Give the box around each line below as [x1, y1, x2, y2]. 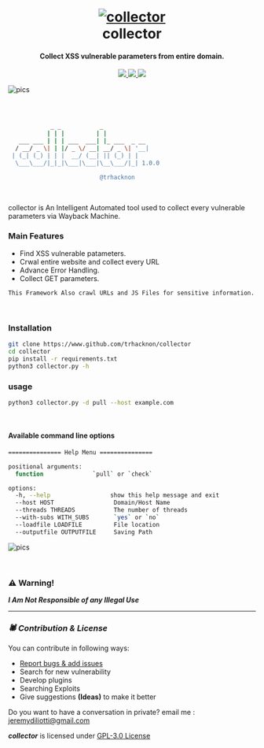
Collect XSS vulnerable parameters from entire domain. [39, 51, 225, 61]
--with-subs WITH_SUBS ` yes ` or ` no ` [15, 513, 159, 522]
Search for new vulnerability [19, 667, 112, 676]
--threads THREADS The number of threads [15, 506, 189, 514]
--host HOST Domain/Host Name [15, 499, 170, 507]
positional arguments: [8, 462, 82, 471]
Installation [8, 322, 53, 333]
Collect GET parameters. [19, 273, 100, 283]
